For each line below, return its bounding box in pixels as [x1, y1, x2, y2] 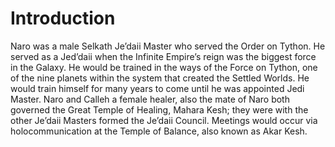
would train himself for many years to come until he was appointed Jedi [10, 82, 305, 94]
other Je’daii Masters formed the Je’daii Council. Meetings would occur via [10, 114, 318, 126]
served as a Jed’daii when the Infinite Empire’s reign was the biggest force [10, 50, 317, 62]
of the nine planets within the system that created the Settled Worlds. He [10, 72, 310, 84]
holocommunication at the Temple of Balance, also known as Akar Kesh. [10, 125, 308, 137]
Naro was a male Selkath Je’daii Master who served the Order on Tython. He [10, 40, 326, 52]
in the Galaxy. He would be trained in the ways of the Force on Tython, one [10, 61, 318, 73]
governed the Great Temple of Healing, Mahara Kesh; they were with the [10, 103, 309, 116]
